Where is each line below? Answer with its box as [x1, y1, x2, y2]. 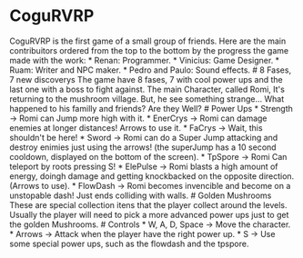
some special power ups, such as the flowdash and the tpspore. [9, 238, 249, 249]
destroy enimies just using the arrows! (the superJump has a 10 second [9, 142, 277, 153]
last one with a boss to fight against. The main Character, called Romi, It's [9, 84, 285, 94]
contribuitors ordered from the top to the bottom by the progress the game [9, 45, 289, 55]
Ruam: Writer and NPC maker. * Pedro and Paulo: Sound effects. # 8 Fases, [9, 64, 292, 75]
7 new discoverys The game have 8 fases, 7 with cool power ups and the [9, 74, 284, 84]
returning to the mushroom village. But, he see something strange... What [9, 93, 285, 104]
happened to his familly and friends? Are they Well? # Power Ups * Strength [9, 103, 294, 114]
